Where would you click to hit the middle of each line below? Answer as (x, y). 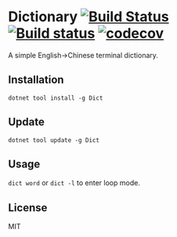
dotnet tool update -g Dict (54, 140)
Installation (36, 80)
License (28, 208)
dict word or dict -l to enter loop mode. (74, 183)
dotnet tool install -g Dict (56, 98)
